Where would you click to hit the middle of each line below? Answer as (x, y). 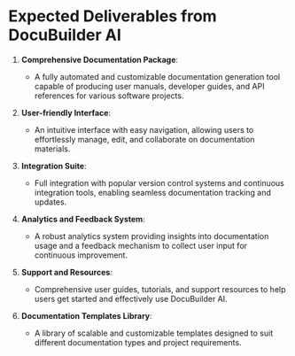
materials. (52, 149)
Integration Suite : (54, 166)
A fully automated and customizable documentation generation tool (157, 76)
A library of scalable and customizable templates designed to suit (154, 333)
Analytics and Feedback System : (83, 219)
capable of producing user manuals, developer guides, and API (149, 86)
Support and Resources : (66, 272)
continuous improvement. (81, 255)
